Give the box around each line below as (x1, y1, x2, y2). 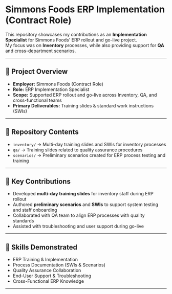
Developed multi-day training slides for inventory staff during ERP (12, 191, 154, 197)
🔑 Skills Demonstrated (5, 243, 78, 252)
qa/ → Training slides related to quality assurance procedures (12, 147, 143, 153)
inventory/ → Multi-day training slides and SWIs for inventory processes (12, 141, 166, 147)
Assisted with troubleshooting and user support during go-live (12, 223, 144, 230)
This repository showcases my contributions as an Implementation (5, 31, 147, 37)
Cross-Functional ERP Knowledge (12, 278, 84, 284)
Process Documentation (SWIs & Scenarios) (12, 262, 106, 268)
